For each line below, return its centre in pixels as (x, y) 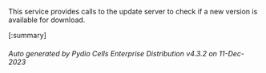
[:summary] (27, 35)
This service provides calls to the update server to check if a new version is (133, 12)
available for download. (47, 20)
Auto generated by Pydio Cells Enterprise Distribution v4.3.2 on (113, 53)
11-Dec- (232, 53)
